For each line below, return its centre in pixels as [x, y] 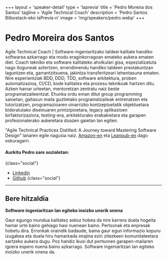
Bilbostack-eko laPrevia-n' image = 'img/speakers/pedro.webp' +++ [75, 18]
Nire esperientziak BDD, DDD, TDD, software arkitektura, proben [71, 78]
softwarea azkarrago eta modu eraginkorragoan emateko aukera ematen [80, 57]
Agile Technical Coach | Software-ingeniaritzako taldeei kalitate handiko [79, 51]
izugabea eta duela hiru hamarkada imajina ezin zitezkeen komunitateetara [82, 236]
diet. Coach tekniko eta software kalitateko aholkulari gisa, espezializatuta [81, 62]
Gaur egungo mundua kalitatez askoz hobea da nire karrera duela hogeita [81, 220]
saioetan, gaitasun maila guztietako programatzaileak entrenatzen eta [76, 99]
